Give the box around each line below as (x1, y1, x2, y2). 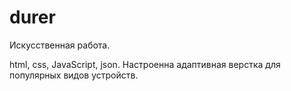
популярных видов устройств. (9, 69, 139, 81)
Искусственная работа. (9, 39, 111, 51)
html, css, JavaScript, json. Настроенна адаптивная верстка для (9, 58, 281, 70)
